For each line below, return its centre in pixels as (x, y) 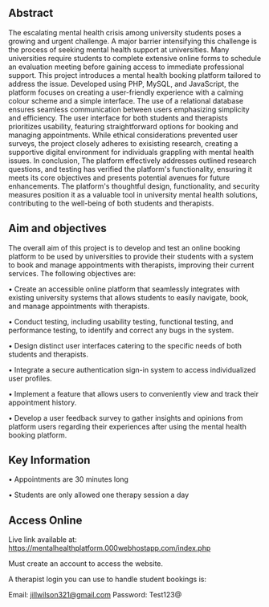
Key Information (49, 460)
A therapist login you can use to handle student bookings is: (108, 579)
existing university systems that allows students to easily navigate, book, (128, 297)
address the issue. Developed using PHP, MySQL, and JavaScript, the (124, 84)
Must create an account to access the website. (86, 564)
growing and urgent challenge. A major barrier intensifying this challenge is (132, 41)
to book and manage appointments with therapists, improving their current (131, 265)
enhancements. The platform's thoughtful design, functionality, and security (134, 186)
